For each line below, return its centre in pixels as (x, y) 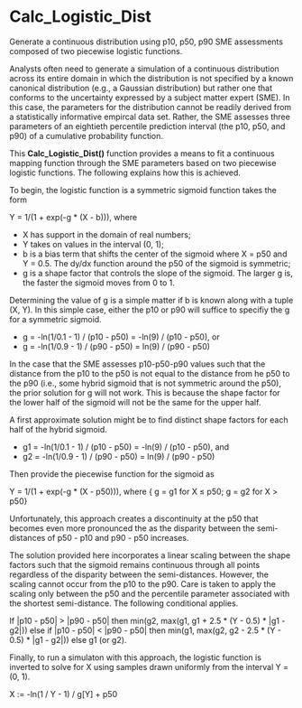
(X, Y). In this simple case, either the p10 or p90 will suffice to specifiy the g (150, 310)
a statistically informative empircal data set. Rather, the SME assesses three (150, 116)
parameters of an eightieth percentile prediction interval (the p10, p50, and (147, 126)
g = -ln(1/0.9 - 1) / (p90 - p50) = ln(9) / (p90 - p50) (116, 346)
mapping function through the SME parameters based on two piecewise (143, 163)
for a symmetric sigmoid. (55, 319)
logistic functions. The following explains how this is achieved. (125, 172)
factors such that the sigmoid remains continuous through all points (135, 564)
